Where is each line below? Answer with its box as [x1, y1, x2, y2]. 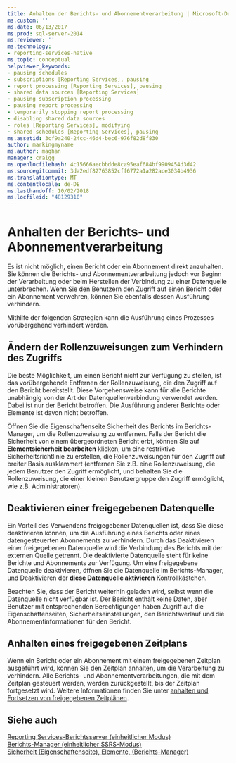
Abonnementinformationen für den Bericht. [7, 617, 132, 626]
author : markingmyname [7, 142, 74, 149]
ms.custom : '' [7, 17, 49, 24]
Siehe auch [7, 714, 58, 726]
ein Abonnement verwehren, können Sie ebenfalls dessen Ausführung [7, 292, 211, 301]
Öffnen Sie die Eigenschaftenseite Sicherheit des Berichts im [7, 422, 183, 430]
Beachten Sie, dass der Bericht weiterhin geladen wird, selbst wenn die [7, 587, 214, 595]
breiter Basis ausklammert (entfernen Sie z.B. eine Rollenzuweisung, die [7, 459, 216, 468]
